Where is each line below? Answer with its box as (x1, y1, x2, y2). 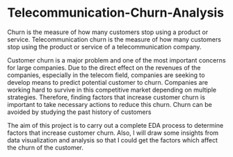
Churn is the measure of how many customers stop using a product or (7, 28, 209, 36)
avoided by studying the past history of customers (7, 108, 152, 116)
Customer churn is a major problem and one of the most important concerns (7, 56, 226, 64)
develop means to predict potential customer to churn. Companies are (7, 78, 209, 86)
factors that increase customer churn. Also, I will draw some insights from (7, 129, 219, 137)
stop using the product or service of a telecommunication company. (7, 42, 202, 51)
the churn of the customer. (7, 143, 84, 151)
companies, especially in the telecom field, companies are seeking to (7, 71, 205, 79)
